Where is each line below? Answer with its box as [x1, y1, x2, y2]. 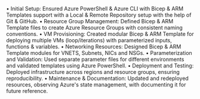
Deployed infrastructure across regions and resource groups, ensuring [6, 69, 180, 75]
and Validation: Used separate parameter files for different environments [6, 56, 184, 63]
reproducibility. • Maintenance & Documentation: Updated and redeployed [6, 75, 189, 82]
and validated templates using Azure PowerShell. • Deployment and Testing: [6, 62, 194, 69]
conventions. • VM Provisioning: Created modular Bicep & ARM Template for [6, 30, 194, 38]
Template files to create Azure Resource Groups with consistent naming [6, 24, 183, 31]
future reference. [6, 88, 48, 94]
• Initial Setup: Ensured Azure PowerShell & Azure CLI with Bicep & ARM [6, 5, 184, 12]
